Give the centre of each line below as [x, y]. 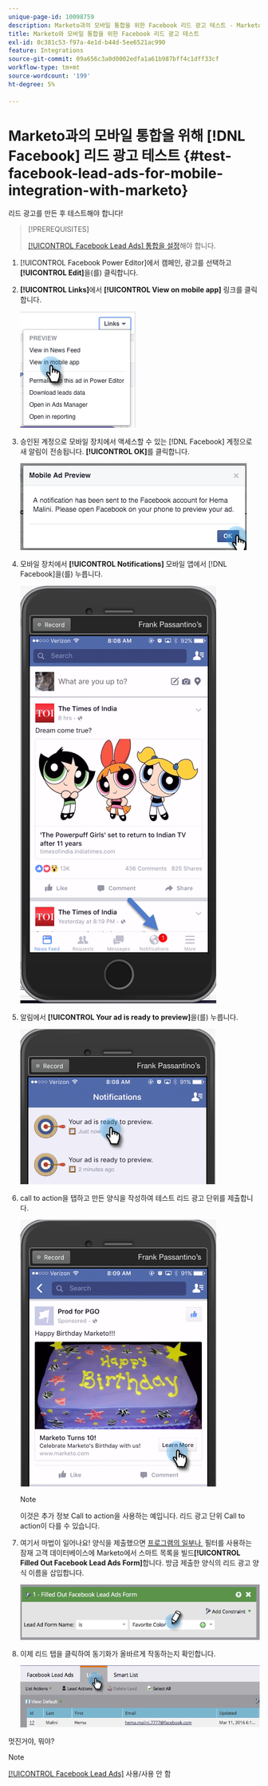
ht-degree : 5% [32, 84]
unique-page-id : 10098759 [51, 17]
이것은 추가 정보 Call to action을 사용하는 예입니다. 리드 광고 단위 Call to [132, 1516]
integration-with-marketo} [99, 190]
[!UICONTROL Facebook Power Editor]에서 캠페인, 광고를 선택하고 [126, 263]
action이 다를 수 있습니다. [60, 1526]
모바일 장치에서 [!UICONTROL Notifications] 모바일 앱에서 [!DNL [123, 564]
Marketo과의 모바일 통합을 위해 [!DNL [127, 136]
